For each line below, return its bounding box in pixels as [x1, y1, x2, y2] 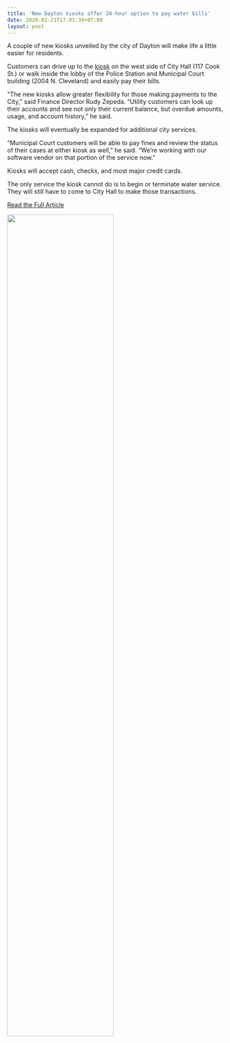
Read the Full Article [7, 201, 64, 209]
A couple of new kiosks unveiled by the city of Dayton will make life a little [7, 42, 217, 50]
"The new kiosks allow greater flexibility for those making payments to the [7, 90, 218, 98]
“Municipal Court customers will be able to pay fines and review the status [7, 139, 218, 147]
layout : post [7, 23, 45, 30]
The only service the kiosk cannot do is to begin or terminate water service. [7, 180, 222, 189]
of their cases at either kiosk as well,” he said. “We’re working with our [7, 146, 207, 155]
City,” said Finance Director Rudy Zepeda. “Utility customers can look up [7, 98, 213, 106]
